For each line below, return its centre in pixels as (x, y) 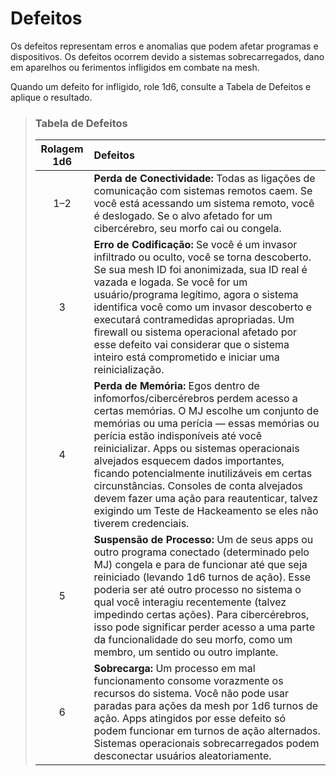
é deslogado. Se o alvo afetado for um (183, 216)
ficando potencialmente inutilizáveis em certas (203, 474)
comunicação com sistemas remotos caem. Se (203, 191)
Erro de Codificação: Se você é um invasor (195, 245)
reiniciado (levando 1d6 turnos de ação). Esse (202, 577)
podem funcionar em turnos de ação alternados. (207, 731)
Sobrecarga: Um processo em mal (174, 669)
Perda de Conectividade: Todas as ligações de (204, 179)
